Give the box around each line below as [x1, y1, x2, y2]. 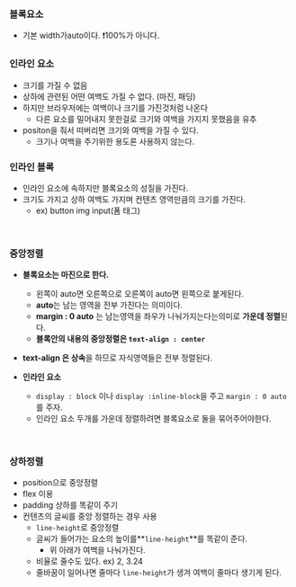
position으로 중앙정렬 [22, 477, 99, 488]
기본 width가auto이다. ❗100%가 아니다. [22, 30, 160, 41]
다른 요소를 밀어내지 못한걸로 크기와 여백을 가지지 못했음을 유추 [35, 113, 257, 124]
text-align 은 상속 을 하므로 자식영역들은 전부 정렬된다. [22, 352, 213, 363]
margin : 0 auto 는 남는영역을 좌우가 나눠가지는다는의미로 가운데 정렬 [35, 311, 281, 322]
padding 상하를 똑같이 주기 [22, 500, 119, 511]
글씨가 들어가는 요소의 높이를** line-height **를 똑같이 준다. [35, 533, 247, 545]
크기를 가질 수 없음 [22, 79, 88, 91]
